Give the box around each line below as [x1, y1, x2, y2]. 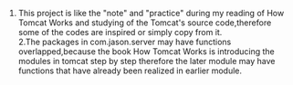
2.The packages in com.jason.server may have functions [17, 36, 232, 47]
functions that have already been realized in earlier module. [17, 65, 243, 76]
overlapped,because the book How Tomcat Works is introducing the [17, 46, 276, 57]
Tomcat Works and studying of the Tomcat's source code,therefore [17, 17, 272, 28]
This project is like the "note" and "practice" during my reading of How [17, 8, 285, 18]
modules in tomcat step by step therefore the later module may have [17, 56, 276, 66]
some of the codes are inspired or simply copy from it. [17, 27, 223, 37]
